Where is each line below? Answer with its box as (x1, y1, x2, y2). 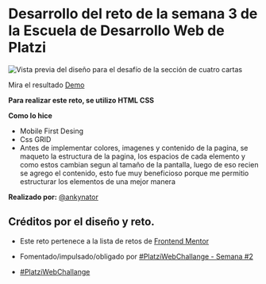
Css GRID (19, 134, 52, 144)
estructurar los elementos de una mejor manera (19, 176, 176, 186)
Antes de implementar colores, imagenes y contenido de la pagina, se (19, 143, 249, 152)
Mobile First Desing (19, 126, 84, 136)
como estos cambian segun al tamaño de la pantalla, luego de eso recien (19, 159, 260, 169)
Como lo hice (8, 110, 53, 120)
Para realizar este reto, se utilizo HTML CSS (8, 95, 155, 105)
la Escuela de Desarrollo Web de (8, 21, 225, 40)
